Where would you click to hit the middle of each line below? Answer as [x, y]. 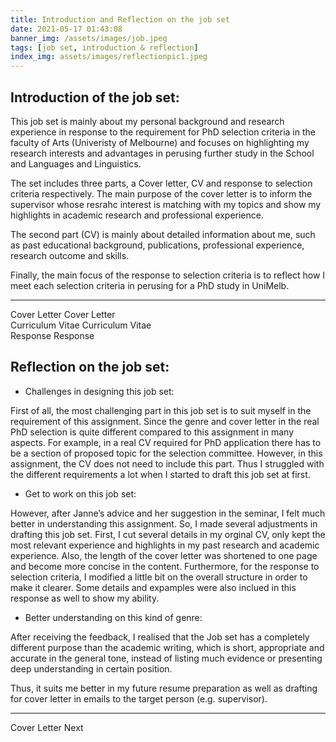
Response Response [52, 335]
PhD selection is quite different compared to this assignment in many [152, 432]
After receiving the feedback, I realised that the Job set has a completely [160, 637]
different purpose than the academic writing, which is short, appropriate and [167, 647]
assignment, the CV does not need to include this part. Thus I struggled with [167, 463]
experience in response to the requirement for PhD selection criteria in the [163, 132]
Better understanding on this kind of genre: [113, 617]
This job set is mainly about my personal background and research [147, 121]
